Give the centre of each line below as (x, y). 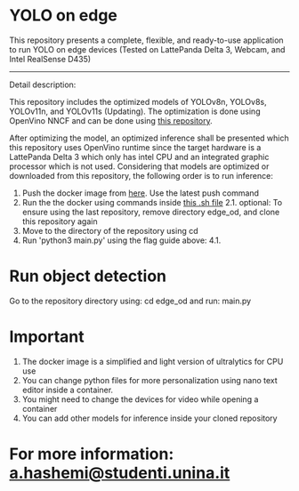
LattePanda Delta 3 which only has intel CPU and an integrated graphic (139, 157)
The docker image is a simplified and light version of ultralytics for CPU (153, 361)
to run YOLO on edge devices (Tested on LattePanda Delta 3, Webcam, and (147, 49)
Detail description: (43, 85)
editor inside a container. (68, 390)
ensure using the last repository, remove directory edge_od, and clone (151, 212)
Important (47, 337)
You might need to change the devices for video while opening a (140, 399)
